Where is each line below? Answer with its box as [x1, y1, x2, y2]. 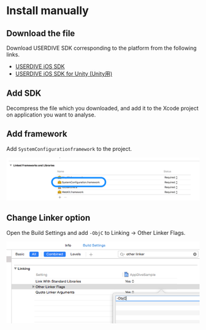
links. [6, 51, 20, 58]
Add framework [6, 129, 67, 139]
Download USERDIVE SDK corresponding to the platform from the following [6, 44, 197, 52]
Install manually [6, 4, 89, 18]
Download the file [6, 28, 75, 39]
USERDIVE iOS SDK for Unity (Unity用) [15, 70, 113, 77]
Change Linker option [6, 213, 91, 223]
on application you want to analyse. [6, 111, 96, 118]
